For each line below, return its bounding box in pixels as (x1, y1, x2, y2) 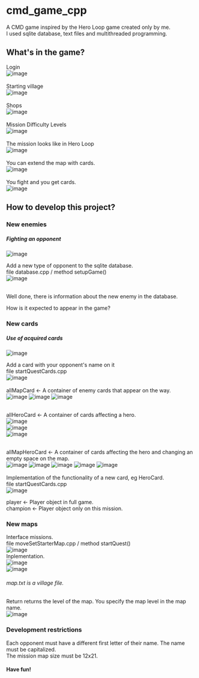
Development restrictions (6, 626, 82, 634)
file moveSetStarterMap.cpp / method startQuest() (6, 540, 131, 547)
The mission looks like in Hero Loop (6, 140, 95, 147)
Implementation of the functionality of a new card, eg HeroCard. (6, 473, 164, 481)
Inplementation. (6, 553, 45, 560)
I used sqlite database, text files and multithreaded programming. (6, 29, 168, 37)
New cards (6, 319, 38, 328)
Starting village (6, 82, 44, 90)
